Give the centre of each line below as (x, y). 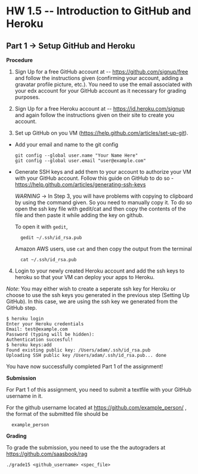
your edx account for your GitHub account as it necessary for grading (100, 91)
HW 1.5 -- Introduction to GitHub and (99, 11)
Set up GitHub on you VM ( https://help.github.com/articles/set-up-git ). (101, 133)
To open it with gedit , (41, 227)
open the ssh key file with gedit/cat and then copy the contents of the (100, 209)
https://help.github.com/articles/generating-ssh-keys (80, 184)
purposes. (27, 97)
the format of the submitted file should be (57, 414)
